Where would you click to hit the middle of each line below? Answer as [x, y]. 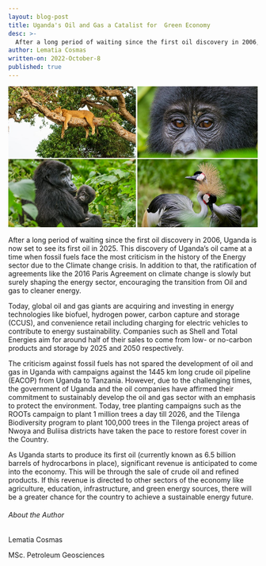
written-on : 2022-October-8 [55, 59]
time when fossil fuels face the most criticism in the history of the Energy [127, 256]
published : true [35, 67]
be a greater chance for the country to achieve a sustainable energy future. [131, 497]
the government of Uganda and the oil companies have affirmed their [121, 388]
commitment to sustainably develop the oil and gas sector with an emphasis [132, 397]
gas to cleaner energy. [45, 291]
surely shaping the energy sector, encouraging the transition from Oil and [128, 282]
